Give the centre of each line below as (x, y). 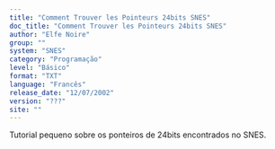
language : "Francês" (48, 84)
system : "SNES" (38, 51)
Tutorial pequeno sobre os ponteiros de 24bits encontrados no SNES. (138, 135)
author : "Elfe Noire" (50, 34)
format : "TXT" (36, 76)
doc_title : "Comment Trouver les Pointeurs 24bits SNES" (118, 26)
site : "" (26, 110)
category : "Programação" (56, 59)
